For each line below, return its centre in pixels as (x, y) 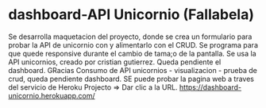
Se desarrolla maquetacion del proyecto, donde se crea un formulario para (130, 37)
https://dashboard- (210, 87)
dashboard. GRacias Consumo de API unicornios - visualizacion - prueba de (133, 70)
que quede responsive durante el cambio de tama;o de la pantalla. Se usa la (132, 53)
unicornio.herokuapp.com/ (52, 95)
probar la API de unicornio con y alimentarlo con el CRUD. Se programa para (133, 44)
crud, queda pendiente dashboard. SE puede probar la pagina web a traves (131, 79)
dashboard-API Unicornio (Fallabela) (131, 15)
